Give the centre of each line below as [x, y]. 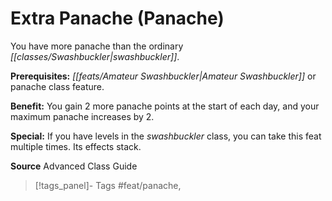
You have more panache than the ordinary [97, 46]
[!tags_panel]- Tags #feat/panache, [108, 185]
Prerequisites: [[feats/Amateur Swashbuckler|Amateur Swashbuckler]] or [163, 76]
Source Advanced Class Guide [74, 166]
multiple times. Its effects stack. [76, 146]
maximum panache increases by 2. [82, 116]
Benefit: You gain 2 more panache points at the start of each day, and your [165, 106]
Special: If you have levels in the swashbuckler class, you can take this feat [166, 136]
